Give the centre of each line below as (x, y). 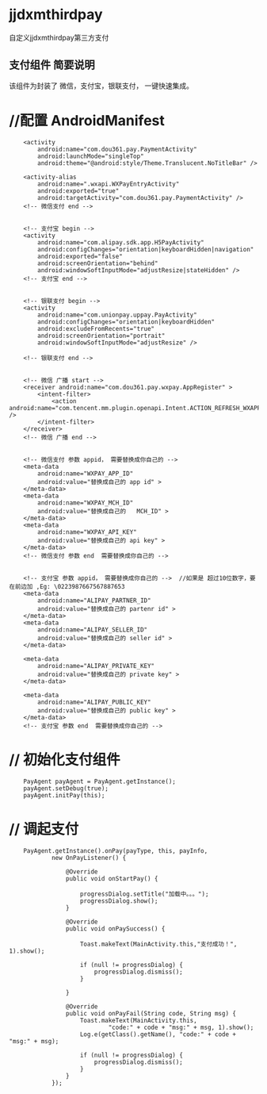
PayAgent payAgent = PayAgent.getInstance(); (100, 781)
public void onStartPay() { (112, 878)
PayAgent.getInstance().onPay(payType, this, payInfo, (116, 850)
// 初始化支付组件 (65, 760)
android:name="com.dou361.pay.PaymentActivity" (117, 149)
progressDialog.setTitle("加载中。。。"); (144, 894)
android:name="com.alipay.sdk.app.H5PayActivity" (121, 242)
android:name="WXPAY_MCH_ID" (86, 503)
